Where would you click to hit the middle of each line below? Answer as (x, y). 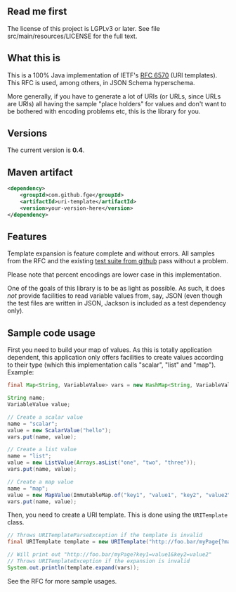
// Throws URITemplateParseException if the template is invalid (105, 535)
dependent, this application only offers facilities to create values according (115, 358)
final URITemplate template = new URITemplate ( (78, 542)
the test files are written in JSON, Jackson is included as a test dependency (117, 303)
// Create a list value (42, 450)
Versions (27, 133)
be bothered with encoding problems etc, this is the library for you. (104, 111)
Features (27, 237)
